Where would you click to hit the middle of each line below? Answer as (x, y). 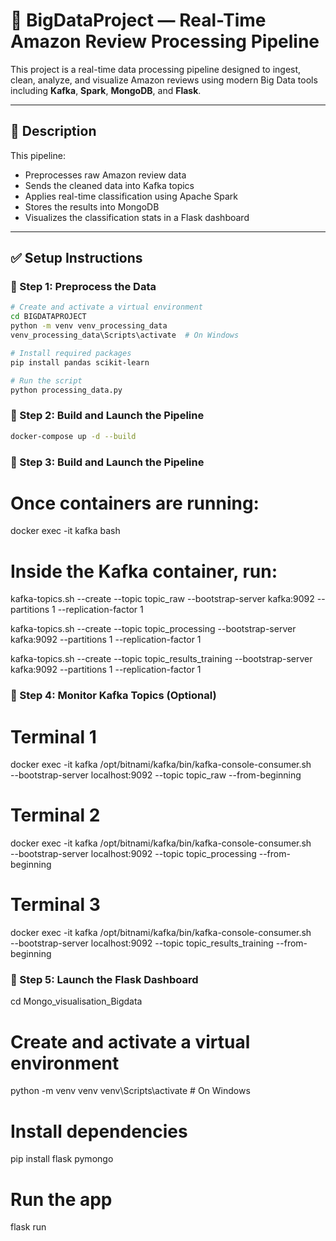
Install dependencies (99, 1131)
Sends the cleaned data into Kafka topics (109, 185)
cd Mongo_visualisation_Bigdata (76, 1001)
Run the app (61, 1199)
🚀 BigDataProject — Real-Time (138, 20)
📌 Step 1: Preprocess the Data (83, 287)
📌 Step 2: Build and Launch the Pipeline (107, 416)
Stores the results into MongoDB (92, 206)
